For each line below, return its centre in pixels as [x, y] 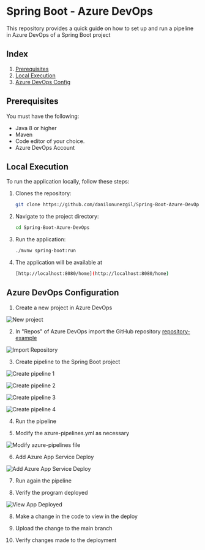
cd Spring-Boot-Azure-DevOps [52, 228]
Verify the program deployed [51, 492]
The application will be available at [59, 262]
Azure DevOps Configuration [63, 293]
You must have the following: [43, 116]
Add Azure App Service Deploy [54, 457]
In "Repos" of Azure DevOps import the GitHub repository [88, 331]
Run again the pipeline [43, 481]
